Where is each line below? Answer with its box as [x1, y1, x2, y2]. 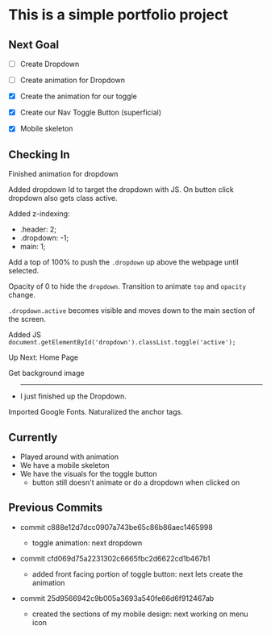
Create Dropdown [19, 59, 80, 69]
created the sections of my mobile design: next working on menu [31, 609, 248, 619]
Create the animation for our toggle [19, 91, 137, 102]
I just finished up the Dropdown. [19, 391, 127, 401]
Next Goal [8, 38, 59, 52]
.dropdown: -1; [19, 233, 69, 243]
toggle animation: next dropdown [31, 538, 143, 548]
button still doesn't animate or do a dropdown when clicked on [31, 478, 240, 487]
